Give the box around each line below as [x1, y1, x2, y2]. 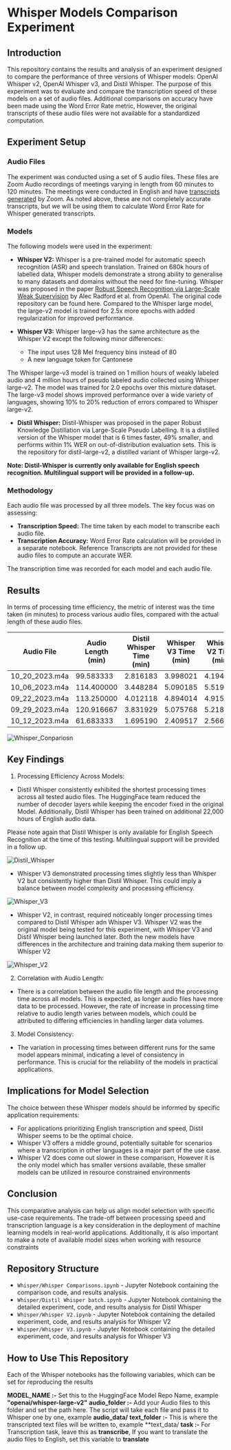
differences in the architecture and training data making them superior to [16, 940, 223, 948]
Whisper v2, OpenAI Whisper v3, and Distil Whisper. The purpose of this [7, 80, 212, 87]
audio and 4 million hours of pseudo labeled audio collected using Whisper [7, 375, 219, 384]
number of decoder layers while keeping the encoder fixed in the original [16, 800, 224, 808]
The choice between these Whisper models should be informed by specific [7, 1104, 220, 1112]
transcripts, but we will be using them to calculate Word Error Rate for [7, 202, 205, 210]
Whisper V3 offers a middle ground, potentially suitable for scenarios [16, 1139, 213, 1147]
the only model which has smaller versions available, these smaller [16, 1161, 206, 1169]
